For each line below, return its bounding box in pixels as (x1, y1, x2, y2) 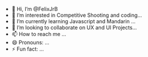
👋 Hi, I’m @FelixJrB (11, 6, 58, 12)
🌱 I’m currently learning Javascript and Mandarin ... (11, 18, 136, 24)
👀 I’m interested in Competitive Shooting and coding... (11, 12, 142, 19)
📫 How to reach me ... (11, 31, 66, 37)
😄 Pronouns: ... (11, 39, 50, 46)
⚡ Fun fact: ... (11, 45, 44, 52)
